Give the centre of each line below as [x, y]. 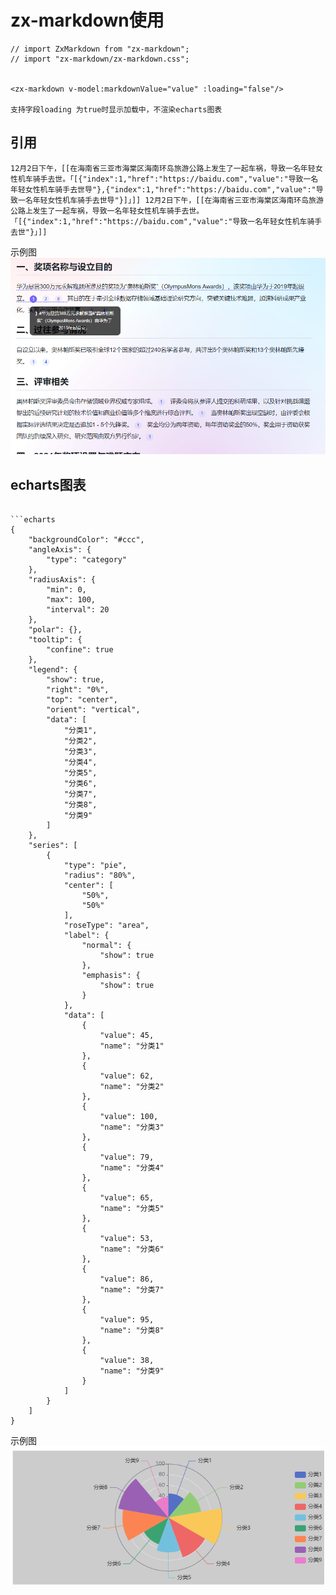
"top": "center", [82, 700]
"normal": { [106, 946]
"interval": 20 [78, 610]
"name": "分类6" [132, 1249]
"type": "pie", [95, 866]
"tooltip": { [55, 640]
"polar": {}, [55, 630]
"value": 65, [127, 1198]
